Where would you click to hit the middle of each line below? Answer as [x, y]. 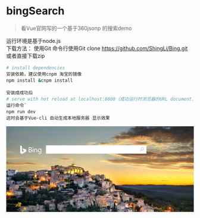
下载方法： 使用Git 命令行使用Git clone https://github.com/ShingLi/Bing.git [97, 48]
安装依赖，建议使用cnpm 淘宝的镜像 [44, 74]
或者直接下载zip [26, 55]
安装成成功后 [20, 93]
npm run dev [21, 112]
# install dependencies [36, 68]
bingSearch [35, 11]
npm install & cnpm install [40, 80]
